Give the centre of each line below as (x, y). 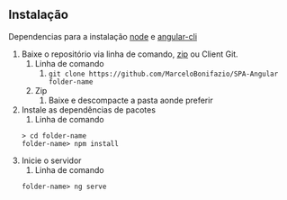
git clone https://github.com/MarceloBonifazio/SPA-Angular (163, 74)
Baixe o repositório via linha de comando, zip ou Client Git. (130, 54)
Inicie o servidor (51, 160)
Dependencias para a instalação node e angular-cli (103, 36)
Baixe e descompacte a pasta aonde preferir (130, 100)
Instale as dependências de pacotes (89, 109)
